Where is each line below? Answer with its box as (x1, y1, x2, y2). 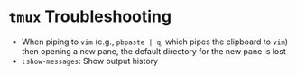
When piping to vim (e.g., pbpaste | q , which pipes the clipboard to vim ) (21, 36, 289, 47)
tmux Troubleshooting (8, 6, 172, 27)
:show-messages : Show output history (21, 55, 159, 66)
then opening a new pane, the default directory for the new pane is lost (21, 45, 286, 56)
